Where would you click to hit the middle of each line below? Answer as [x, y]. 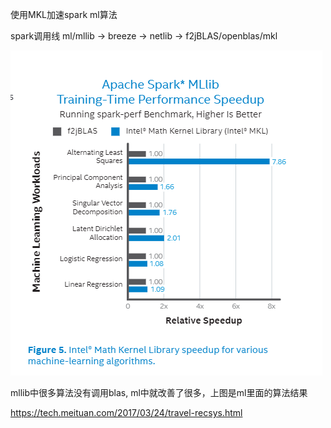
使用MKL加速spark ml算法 [64, 14]
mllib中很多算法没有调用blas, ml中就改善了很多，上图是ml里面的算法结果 [159, 392]
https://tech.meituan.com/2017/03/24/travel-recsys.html [126, 412]
